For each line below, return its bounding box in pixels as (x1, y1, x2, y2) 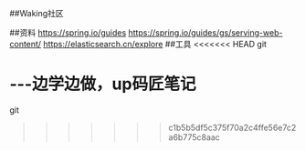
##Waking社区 (9, 8, 64, 18)
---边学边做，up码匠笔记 (9, 74, 196, 95)
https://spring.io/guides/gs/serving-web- (128, 27, 283, 38)
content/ (9, 39, 42, 49)
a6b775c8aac (168, 131, 221, 143)
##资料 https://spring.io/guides (9, 27, 127, 38)
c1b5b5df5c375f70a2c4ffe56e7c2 (168, 122, 297, 133)
